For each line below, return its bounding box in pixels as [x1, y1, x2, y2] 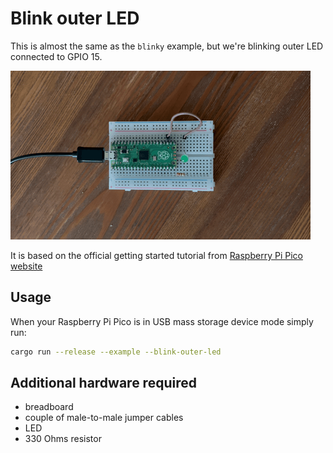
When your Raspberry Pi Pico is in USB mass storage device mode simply [10, 315, 314, 327]
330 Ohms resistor [24, 433, 102, 445]
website [10, 260, 43, 272]
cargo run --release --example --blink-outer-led [10, 347, 222, 357]
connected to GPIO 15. [10, 50, 103, 62]
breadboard [24, 401, 74, 413]
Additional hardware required [10, 375, 197, 392]
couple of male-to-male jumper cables [24, 412, 184, 424]
